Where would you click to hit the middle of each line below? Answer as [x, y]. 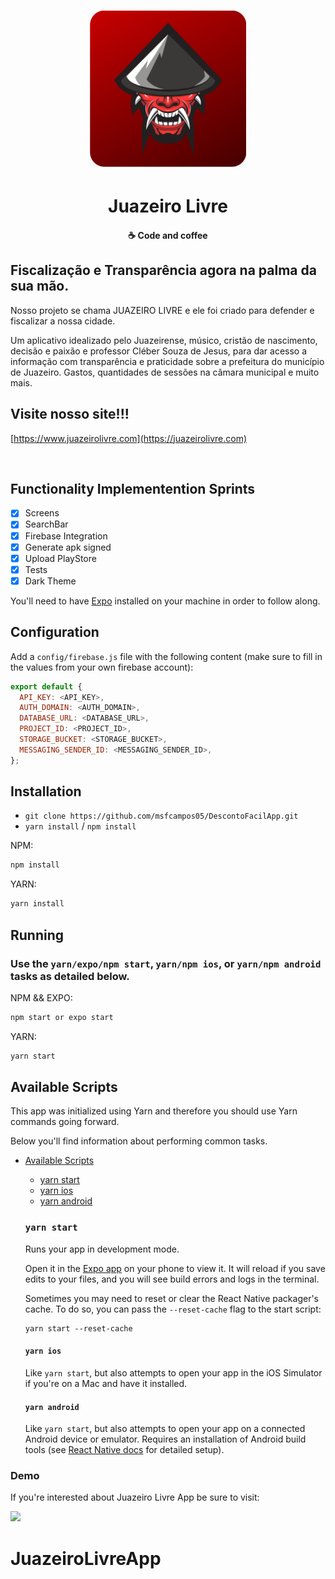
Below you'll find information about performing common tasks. [139, 1141]
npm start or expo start [62, 1017]
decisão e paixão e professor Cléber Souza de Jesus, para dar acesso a [159, 351]
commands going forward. [65, 1122]
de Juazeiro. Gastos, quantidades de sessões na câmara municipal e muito [165, 372]
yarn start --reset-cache [78, 1328]
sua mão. [40, 286]
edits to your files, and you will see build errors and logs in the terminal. [172, 1279]
